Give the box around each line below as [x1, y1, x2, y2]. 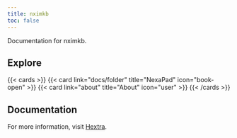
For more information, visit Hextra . [7, 122, 108, 131]
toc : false [7, 17, 40, 24]
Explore [7, 57, 42, 69]
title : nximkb [7, 10, 50, 18]
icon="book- [177, 76, 214, 84]
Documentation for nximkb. [7, 36, 87, 45]
